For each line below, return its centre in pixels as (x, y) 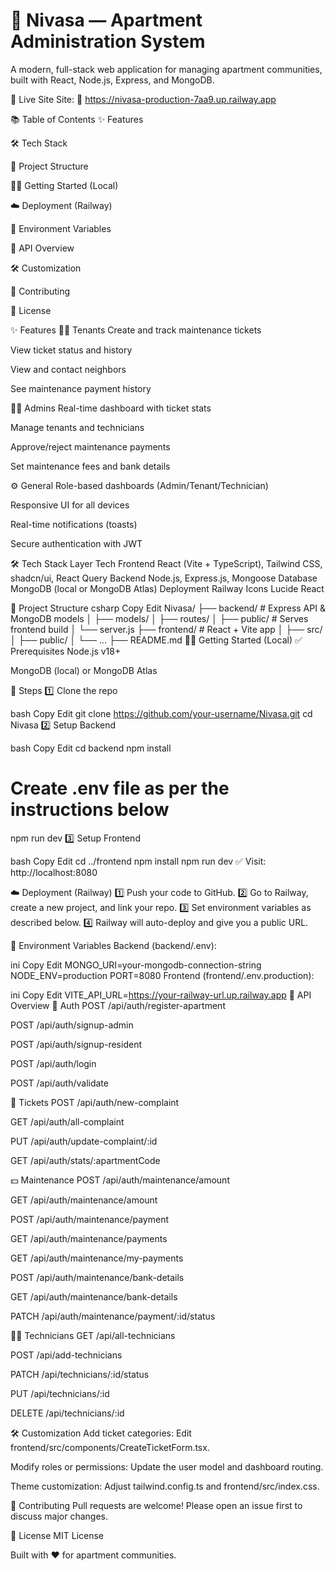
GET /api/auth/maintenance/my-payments (97, 1258)
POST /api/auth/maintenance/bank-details (97, 1277)
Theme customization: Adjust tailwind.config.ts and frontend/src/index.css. (165, 1486)
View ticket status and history (71, 350)
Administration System (108, 41)
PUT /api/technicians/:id (60, 1393)
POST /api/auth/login (53, 1063)
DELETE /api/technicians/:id (67, 1413)
